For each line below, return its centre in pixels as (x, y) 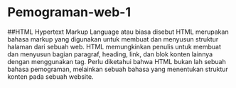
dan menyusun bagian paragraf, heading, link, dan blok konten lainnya (110, 54)
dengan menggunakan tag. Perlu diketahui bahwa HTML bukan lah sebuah (117, 61)
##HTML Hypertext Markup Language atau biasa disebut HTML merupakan (118, 32)
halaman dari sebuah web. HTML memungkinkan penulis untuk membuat (114, 46)
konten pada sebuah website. (50, 76)
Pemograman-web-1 (69, 12)
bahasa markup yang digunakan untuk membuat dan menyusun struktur (113, 39)
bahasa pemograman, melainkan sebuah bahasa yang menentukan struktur (118, 69)
